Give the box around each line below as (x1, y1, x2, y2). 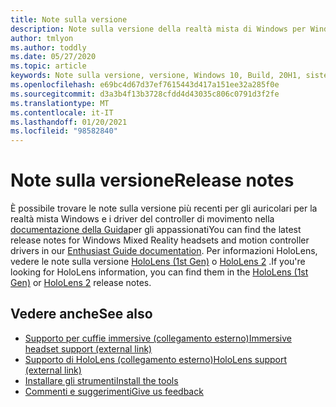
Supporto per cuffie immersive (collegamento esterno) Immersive (24, 332, 292, 344)
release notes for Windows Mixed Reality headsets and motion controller (10, 234, 310, 246)
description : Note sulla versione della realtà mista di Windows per (10, 24, 307, 34)
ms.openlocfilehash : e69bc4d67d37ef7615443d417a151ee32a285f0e (10, 80, 280, 90)
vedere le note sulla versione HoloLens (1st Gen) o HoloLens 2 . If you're (10, 256, 306, 268)
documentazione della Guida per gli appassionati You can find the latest (10, 224, 302, 236)
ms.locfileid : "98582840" (10, 126, 118, 136)
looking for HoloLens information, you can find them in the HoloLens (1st (10, 266, 309, 278)
